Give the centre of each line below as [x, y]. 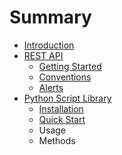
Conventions [65, 77]
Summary [50, 17]
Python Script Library [67, 98]
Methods [57, 140]
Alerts [51, 87]
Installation [61, 108]
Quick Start [62, 119]
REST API [43, 55]
